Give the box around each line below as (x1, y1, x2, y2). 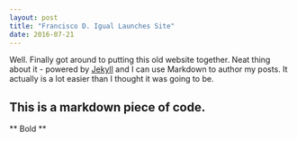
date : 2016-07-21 (9, 30, 75, 39)
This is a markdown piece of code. (9, 100, 206, 115)
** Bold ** (9, 123, 47, 135)
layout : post (9, 13, 58, 22)
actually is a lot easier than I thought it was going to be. (9, 74, 214, 84)
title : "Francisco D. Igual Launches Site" (9, 22, 175, 31)
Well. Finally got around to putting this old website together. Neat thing (9, 55, 271, 66)
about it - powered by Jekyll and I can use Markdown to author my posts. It (9, 64, 288, 75)
